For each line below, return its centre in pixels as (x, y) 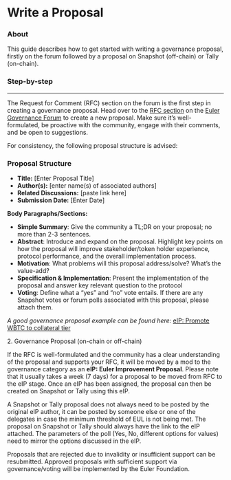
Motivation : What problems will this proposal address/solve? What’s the (119, 263)
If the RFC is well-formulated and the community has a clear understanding (113, 355)
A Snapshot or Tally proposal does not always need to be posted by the (108, 404)
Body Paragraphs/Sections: (47, 214)
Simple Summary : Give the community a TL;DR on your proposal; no (114, 227)
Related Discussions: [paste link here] (72, 193)
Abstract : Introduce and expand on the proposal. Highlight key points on (120, 241)
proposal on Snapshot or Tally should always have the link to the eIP (104, 426)
